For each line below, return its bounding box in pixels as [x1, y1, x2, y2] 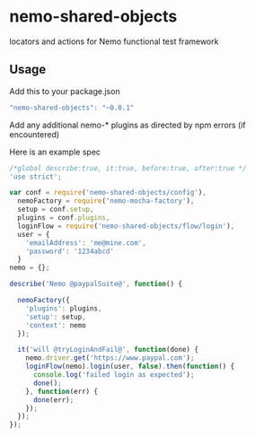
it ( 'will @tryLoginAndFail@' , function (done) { [17, 345, 199, 354]
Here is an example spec [9, 146, 101, 157]
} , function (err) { [25, 387, 99, 396]
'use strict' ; [9, 172, 63, 181]
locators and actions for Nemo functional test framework [9, 36, 219, 47]
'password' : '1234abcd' [25, 247, 115, 256]
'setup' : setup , [25, 312, 87, 321]
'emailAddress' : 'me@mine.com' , [25, 238, 146, 248]
